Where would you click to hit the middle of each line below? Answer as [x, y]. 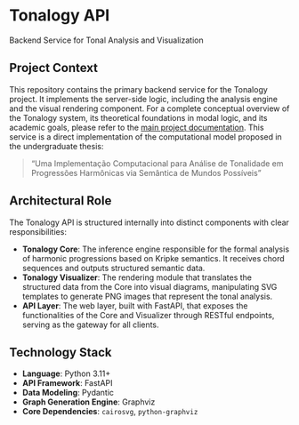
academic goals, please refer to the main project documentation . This [137, 127]
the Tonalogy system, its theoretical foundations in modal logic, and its [138, 117]
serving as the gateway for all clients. [90, 325]
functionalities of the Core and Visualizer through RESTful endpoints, [148, 315]
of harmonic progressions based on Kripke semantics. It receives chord [153, 258]
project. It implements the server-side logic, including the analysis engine [144, 99]
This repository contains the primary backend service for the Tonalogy [139, 89]
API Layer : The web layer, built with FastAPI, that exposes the [135, 305]
